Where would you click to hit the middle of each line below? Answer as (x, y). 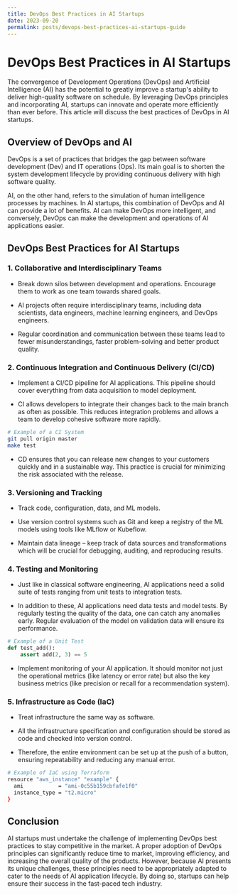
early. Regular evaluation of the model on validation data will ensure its (121, 621)
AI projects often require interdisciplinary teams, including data (110, 305)
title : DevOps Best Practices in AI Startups (76, 14)
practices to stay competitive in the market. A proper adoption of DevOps (115, 846)
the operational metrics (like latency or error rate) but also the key (114, 676)
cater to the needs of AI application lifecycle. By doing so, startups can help (118, 876)
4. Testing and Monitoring (53, 569)
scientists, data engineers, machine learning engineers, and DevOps (118, 313)
